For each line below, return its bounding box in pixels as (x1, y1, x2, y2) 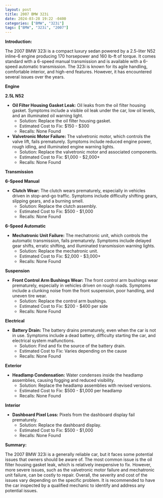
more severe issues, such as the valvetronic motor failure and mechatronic (5, 467, 155, 473)
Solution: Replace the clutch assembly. (19, 203, 97, 209)
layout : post (5, 7, 32, 12)
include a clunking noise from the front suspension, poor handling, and (12, 288, 154, 294)
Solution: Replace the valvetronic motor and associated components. (19, 149, 158, 155)
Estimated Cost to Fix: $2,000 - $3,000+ (19, 253, 101, 259)
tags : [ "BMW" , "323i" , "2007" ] (5, 25, 69, 30)
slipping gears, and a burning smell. (12, 198, 84, 204)
